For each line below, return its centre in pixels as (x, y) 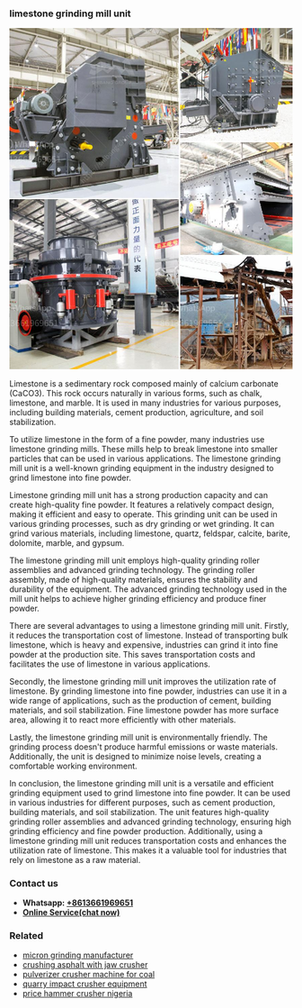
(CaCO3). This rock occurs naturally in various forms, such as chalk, (136, 393)
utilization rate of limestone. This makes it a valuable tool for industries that (148, 850)
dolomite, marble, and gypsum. (67, 542)
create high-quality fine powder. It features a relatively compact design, (142, 504)
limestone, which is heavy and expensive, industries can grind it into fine (144, 645)
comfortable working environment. (73, 766)
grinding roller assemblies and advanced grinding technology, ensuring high (151, 822)
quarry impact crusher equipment (84, 984)
